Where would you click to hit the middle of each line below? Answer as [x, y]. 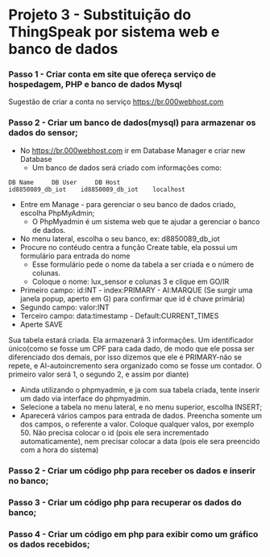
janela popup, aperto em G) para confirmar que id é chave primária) [133, 298]
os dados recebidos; [49, 544]
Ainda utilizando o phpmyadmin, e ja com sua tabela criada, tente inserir [140, 389]
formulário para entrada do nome [75, 256]
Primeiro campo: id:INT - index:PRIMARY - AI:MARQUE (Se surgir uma [136, 290]
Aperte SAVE [41, 324]
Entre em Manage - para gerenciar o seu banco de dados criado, [128, 204]
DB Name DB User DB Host [64, 182]
